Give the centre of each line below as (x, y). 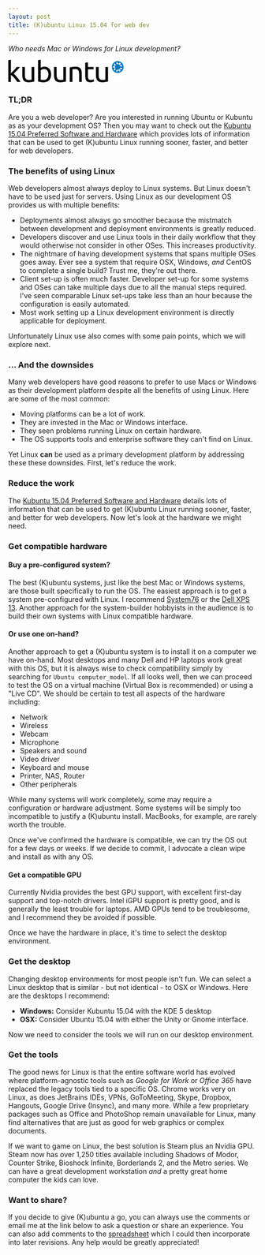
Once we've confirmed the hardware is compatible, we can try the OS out (128, 840)
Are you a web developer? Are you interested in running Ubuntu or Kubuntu (131, 117)
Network (34, 717)
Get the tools (34, 1055)
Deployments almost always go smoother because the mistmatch (126, 220)
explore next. (30, 345)
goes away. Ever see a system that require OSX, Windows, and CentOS (135, 262)
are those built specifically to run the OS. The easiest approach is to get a (127, 591)
